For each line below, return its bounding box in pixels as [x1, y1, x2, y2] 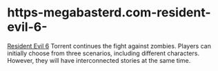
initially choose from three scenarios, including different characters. [7, 49, 200, 57]
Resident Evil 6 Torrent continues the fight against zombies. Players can [7, 42, 212, 50]
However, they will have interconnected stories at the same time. [7, 56, 191, 64]
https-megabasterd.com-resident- [7, 5, 212, 20]
